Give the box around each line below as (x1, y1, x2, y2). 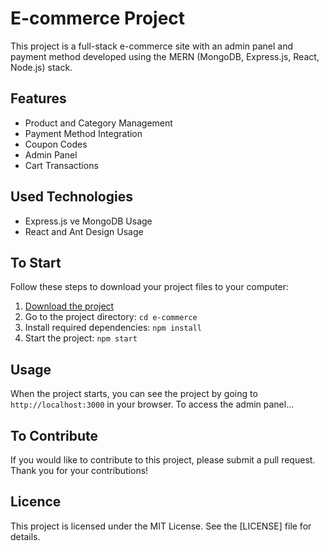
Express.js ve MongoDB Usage (24, 215, 153, 227)
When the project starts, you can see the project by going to (10, 388, 258, 400)
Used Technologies (10, 188, 133, 206)
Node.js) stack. (10, 61, 73, 73)
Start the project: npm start (24, 332, 138, 344)
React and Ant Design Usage (24, 225, 144, 237)
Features (10, 90, 67, 107)
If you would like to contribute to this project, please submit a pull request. (10, 454, 316, 466)
